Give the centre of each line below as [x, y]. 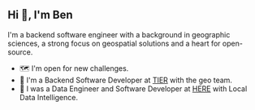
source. [20, 52]
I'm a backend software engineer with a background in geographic [119, 34]
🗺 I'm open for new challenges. [74, 68]
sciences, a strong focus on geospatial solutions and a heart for [114, 43]
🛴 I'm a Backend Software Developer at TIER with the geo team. [126, 80]
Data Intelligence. [49, 97]
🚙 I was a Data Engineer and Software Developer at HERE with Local [133, 88]
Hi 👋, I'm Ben [41, 15]
